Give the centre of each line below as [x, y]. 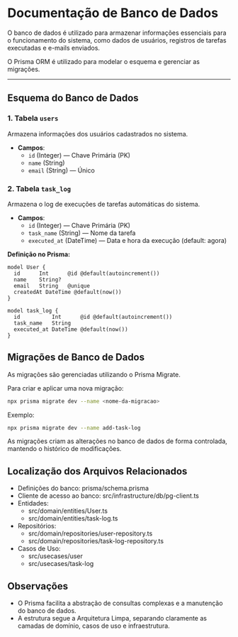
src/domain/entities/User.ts [68, 511]
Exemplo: [21, 415]
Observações [38, 586]
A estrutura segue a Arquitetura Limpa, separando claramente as [112, 619]
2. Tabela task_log [39, 188]
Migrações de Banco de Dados [76, 358]
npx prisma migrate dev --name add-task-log [74, 428]
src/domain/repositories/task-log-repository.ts [96, 541]
